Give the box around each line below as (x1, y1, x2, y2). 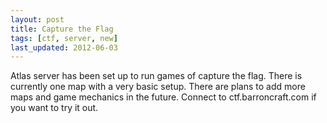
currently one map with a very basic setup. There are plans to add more (10, 81, 306, 93)
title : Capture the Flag (10, 24, 114, 34)
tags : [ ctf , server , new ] (10, 33, 118, 43)
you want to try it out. (10, 102, 99, 114)
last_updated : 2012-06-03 (10, 42, 118, 53)
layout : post (10, 14, 65, 25)
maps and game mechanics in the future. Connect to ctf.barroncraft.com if (10, 91, 317, 103)
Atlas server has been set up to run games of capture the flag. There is (10, 70, 303, 82)
